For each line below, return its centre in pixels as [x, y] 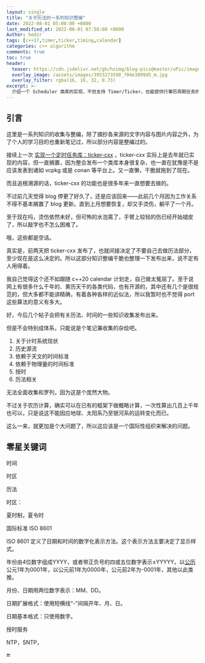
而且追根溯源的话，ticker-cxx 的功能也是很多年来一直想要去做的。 [89, 183]
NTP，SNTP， [24, 642]
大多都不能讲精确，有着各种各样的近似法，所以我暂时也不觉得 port [111, 294]
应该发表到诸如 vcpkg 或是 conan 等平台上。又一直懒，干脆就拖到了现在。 [100, 170]
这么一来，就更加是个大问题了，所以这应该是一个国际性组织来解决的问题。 [100, 426]
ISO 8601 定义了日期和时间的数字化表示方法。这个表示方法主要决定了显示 [99, 541]
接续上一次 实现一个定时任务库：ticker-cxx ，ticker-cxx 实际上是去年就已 [98, 154]
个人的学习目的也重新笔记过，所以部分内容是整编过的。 [81, 142]
